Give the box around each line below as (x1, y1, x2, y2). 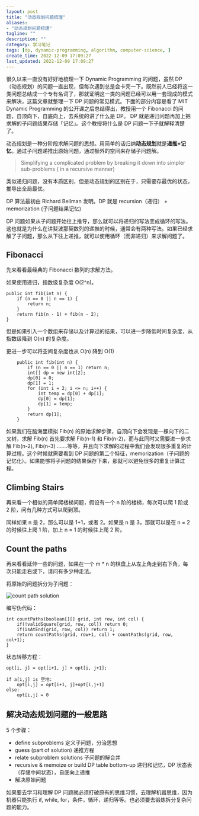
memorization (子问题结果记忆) (6, 205, 82, 212)
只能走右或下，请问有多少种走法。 (11, 567, 95, 575)
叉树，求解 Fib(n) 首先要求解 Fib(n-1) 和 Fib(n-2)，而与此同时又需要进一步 (6, 435, 186, 442)
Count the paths (6, 543, 67, 554)
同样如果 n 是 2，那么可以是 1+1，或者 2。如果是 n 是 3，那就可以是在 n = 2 (6, 519, 191, 526)
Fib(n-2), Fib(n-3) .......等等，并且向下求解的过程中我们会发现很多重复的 (12, 443, 187, 450)
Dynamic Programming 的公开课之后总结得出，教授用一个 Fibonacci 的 (6, 105, 179, 112)
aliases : (6, 20, 28, 25)
